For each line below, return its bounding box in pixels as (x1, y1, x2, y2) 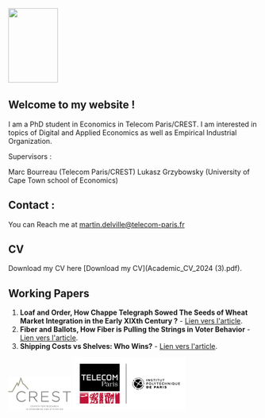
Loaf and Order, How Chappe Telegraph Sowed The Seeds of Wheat (19, 308, 248, 317)
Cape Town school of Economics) (8, 175, 119, 185)
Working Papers (8, 286, 90, 300)
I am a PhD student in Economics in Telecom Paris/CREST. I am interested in (8, 119, 258, 129)
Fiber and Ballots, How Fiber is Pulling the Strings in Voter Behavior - (19, 325, 251, 335)
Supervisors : (8, 151, 52, 161)
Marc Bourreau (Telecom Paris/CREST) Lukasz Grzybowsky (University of (8, 167, 250, 176)
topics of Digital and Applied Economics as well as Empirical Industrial (8, 127, 237, 137)
